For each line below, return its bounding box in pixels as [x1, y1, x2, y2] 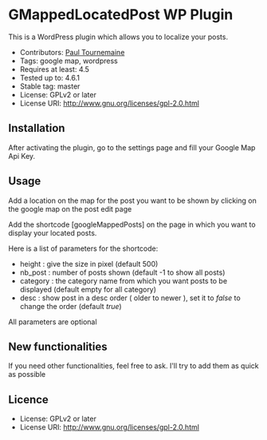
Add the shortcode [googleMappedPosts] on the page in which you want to [8, 220, 257, 229]
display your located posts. [8, 228, 97, 237]
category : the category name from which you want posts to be [19, 275, 228, 285]
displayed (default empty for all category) [19, 284, 157, 294]
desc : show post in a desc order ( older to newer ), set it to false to [19, 293, 241, 303]
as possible [8, 370, 46, 379]
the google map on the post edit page [8, 204, 132, 213]
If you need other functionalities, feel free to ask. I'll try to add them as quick [8, 361, 259, 371]
